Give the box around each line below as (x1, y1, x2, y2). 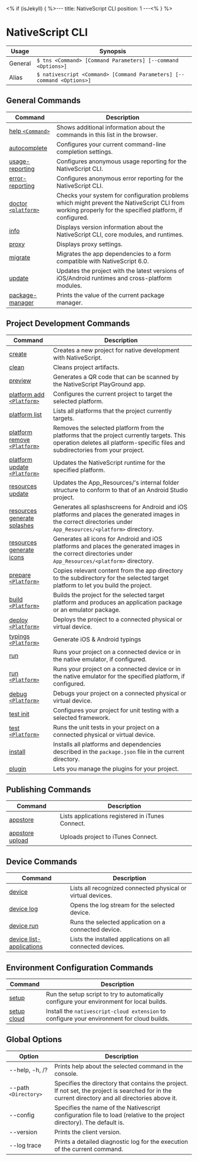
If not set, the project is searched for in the (54, 1086, 172, 1095)
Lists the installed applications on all (70, 935, 170, 943)
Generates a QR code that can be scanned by (52, 373, 179, 381)
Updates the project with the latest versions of (56, 266, 184, 274)
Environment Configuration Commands (6, 962, 153, 972)
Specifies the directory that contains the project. (54, 1079, 188, 1087)
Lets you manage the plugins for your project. (52, 764, 179, 772)
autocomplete (9, 144, 48, 152)
